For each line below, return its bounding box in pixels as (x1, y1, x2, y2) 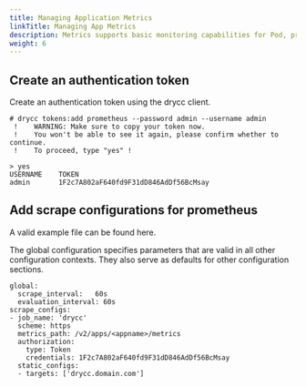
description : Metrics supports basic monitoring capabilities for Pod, (9, 30, 287, 39)
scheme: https (17, 321, 71, 331)
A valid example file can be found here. (9, 227, 157, 238)
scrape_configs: (9, 305, 71, 314)
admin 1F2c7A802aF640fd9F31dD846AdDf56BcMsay (9, 178, 209, 188)
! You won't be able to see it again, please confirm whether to (13, 130, 280, 139)
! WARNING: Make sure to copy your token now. (13, 122, 206, 132)
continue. (9, 138, 47, 148)
